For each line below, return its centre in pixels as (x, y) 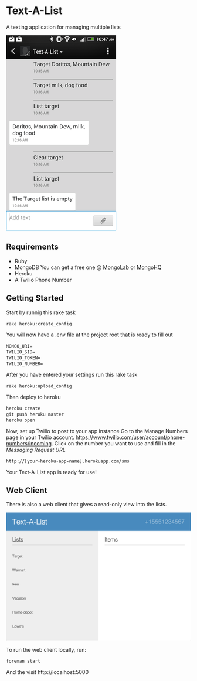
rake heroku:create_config (39, 324)
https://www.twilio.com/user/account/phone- (130, 437)
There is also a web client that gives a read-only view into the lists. (86, 505)
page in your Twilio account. (40, 437)
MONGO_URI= (19, 346)
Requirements (32, 247)
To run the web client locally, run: (46, 649)
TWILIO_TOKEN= (23, 358)
